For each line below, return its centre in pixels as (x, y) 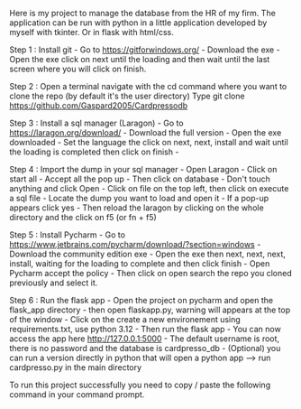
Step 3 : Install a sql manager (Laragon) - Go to (96, 123)
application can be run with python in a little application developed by (138, 23)
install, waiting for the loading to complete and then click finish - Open (140, 264)
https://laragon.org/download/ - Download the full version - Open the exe (146, 133)
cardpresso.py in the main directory (76, 367)
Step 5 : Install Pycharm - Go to (68, 235)
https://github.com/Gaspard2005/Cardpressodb (99, 106)
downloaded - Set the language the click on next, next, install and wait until (149, 142)
